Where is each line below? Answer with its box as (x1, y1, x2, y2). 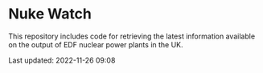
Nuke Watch (8, 5, 92, 23)
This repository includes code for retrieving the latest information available (8, 31, 256, 41)
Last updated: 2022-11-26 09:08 (8, 55, 116, 65)
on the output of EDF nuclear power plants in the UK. (8, 39, 183, 49)
